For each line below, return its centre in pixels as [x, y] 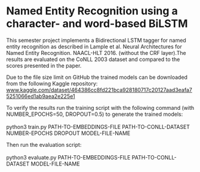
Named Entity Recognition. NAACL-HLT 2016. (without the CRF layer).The [96, 53]
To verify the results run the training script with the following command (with [100, 107]
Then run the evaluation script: [44, 145]
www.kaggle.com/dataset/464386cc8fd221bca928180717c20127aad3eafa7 [99, 90]
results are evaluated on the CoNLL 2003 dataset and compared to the [93, 59]
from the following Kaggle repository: [52, 83]
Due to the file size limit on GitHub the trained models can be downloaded [97, 77]
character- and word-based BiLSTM [97, 24]
